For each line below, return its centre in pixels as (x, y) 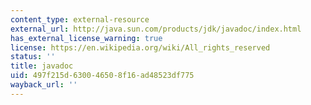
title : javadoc (42, 66)
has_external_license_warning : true (86, 38)
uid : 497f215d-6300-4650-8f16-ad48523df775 (102, 76)
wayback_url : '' (44, 85)
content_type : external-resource (80, 19)
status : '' (33, 57)
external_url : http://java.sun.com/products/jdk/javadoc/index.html (156, 29)
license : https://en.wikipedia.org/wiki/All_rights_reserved (140, 47)
